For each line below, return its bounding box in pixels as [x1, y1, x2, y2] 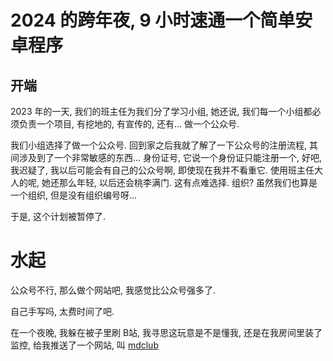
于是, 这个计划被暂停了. [10, 211, 107, 222]
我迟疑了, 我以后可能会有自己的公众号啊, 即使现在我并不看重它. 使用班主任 [10, 164, 315, 176]
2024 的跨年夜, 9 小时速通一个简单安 [10, 9, 313, 32]
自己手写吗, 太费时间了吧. [10, 305, 115, 317]
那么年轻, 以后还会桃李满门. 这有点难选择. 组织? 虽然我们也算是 [58, 177, 318, 188]
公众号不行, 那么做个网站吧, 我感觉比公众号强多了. [10, 284, 216, 296]
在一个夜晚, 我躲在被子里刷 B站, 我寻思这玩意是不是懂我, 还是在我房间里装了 [10, 326, 323, 338]
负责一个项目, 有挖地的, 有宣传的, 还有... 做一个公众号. [18, 118, 240, 130]
